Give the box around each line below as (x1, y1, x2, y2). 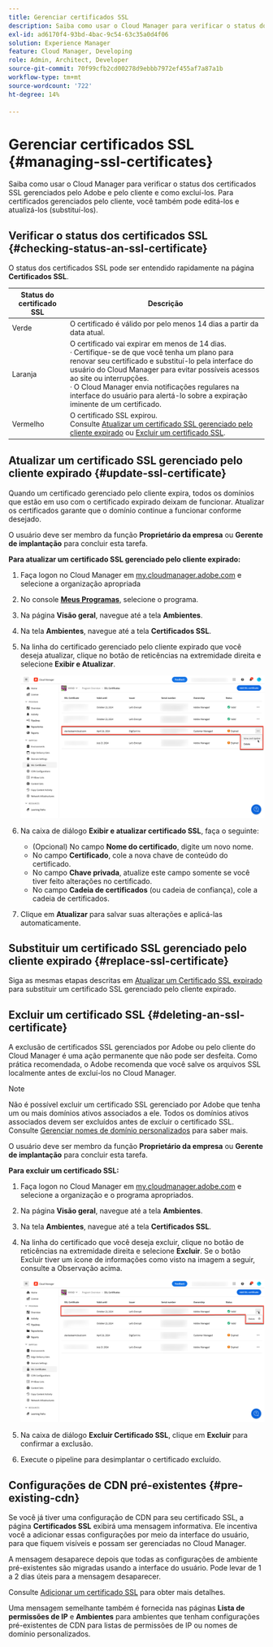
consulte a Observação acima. (19, 1264, 123, 1273)
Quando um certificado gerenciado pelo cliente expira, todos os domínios (8, 488, 254, 498)
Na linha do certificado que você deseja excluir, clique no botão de (19, 1238, 245, 1247)
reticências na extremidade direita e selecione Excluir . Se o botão (19, 1246, 241, 1256)
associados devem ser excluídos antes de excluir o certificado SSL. (8, 1117, 234, 1127)
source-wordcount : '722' (8, 81, 93, 90)
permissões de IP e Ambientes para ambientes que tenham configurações (8, 1612, 260, 1622)
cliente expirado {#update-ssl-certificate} (8, 466, 227, 480)
